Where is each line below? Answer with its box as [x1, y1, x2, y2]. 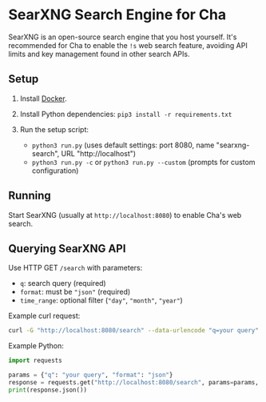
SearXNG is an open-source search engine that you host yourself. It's [8, 32, 237, 42]
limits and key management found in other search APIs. [8, 49, 190, 58]
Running [8, 189, 52, 203]
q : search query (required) [19, 279, 106, 288]
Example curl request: [8, 311, 81, 321]
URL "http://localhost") [61, 148, 137, 158]
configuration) [31, 166, 79, 175]
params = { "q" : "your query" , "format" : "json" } [8, 371, 173, 380]
